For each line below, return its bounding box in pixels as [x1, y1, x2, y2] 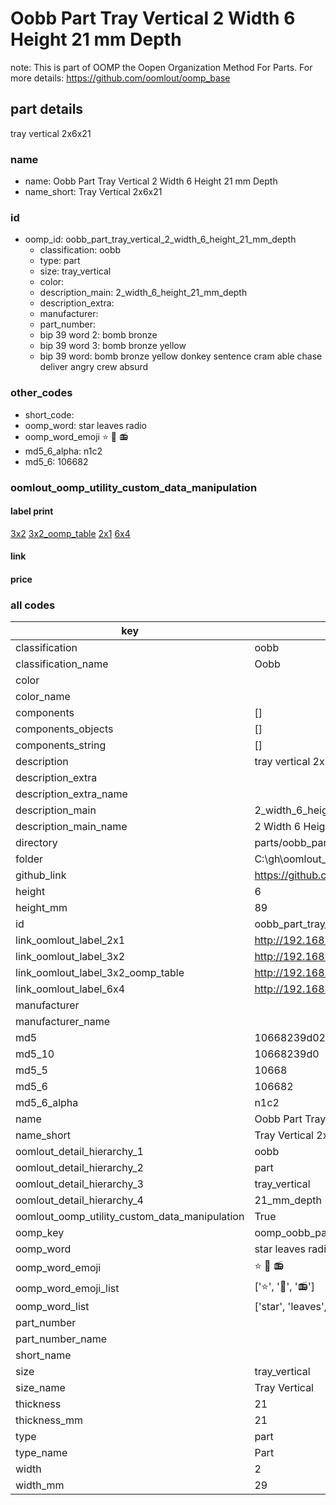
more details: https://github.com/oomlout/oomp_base [10, 72, 231, 84]
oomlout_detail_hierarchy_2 [15, 1161, 144, 1175]
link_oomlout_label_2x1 [15, 933, 126, 947]
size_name [15, 1381, 66, 1395]
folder [15, 852, 44, 866]
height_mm [15, 901, 68, 915]
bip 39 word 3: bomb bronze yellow [39, 340, 187, 352]
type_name [15, 1446, 68, 1460]
